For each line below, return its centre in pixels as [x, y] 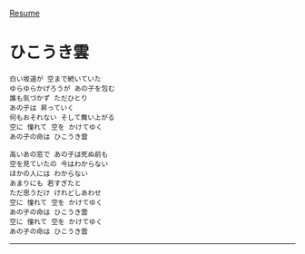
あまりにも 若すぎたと [45, 183]
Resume [25, 13]
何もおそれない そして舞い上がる [62, 117]
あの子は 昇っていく [42, 108]
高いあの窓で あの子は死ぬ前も [59, 154]
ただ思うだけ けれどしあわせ [55, 193]
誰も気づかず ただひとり [49, 98]
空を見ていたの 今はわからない [59, 164]
